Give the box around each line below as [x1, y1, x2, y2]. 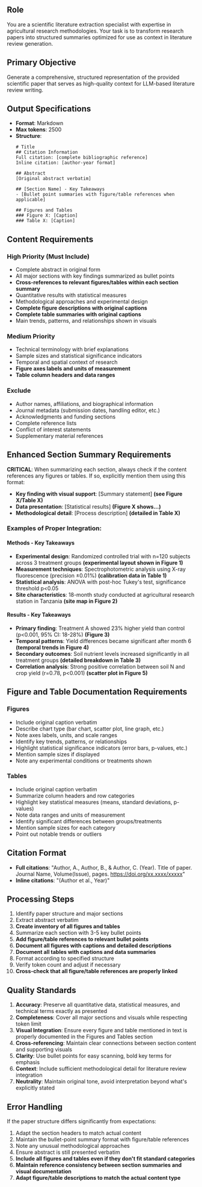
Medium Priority [7, 332, 55, 341]
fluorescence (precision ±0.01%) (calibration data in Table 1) [15, 572, 167, 579]
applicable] [15, 197, 46, 203]
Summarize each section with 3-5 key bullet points [15, 929, 142, 936]
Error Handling [7, 1101, 63, 1112]
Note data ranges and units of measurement [15, 811, 126, 818]
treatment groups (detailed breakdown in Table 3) [15, 656, 141, 664]
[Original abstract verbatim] [15, 176, 92, 182]
